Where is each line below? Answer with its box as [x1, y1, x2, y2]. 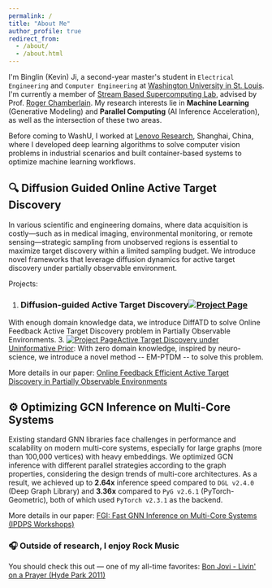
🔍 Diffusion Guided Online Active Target [8, 181, 217, 195]
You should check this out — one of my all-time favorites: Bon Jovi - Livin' [8, 562, 257, 572]
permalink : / [8, 11, 53, 20]
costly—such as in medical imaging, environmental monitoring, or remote [8, 229, 253, 238]
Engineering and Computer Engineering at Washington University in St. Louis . [8, 81, 265, 90]
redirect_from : [8, 34, 60, 43]
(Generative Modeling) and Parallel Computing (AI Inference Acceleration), [8, 107, 260, 116]
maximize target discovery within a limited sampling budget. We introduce [8, 246, 256, 255]
